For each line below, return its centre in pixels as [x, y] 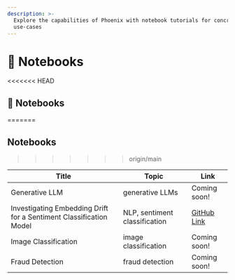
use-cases [28, 27]
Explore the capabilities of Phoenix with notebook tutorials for [112, 20]
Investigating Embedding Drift [59, 208]
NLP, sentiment [148, 213]
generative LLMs [150, 192]
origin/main [145, 159]
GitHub [203, 213]
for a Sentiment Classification [59, 217]
